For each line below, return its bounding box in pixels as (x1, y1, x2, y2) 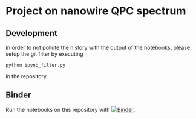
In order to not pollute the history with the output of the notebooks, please (5, 44, 191, 51)
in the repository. (5, 73, 48, 79)
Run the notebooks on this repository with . (5, 106, 136, 113)
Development (5, 28, 58, 38)
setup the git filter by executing (5, 50, 83, 58)
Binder (5, 90, 31, 100)
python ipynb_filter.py (5, 62, 66, 68)
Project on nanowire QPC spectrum (5, 4, 186, 18)
